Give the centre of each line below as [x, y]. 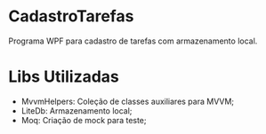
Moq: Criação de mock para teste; [84, 120]
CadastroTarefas [71, 16]
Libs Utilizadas [64, 77]
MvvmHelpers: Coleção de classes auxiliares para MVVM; [128, 101]
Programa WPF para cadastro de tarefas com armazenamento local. [133, 41]
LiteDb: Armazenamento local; [77, 110]
